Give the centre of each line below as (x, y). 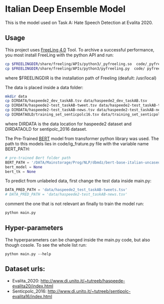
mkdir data (16, 96)
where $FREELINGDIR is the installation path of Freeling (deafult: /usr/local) (81, 78)
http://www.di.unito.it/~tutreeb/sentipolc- (89, 291)
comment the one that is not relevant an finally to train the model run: (74, 204)
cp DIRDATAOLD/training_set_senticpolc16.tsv (52, 115)
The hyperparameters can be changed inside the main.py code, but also (78, 240)
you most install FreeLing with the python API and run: (59, 55)
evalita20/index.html (33, 286)
